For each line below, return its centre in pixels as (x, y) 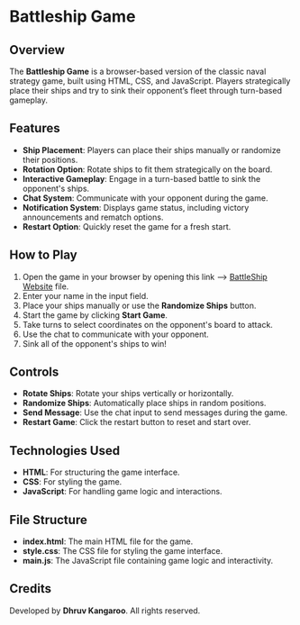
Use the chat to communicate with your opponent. (115, 334)
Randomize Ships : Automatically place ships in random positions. (144, 403)
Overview (37, 50)
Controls (34, 372)
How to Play (44, 255)
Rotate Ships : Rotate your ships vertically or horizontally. (128, 394)
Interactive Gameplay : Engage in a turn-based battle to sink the (141, 178)
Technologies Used (64, 451)
